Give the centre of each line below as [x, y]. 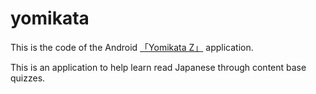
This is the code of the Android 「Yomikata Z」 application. [132, 47]
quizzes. [28, 78]
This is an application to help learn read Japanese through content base [158, 67]
